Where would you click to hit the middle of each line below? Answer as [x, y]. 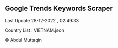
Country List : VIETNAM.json [34, 30]
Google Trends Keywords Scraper [59, 8]
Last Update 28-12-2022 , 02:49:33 [42, 20]
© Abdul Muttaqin [23, 40]
